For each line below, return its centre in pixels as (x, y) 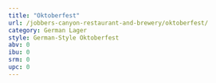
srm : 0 (19, 60)
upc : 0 (19, 67)
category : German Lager (48, 30)
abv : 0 (19, 45)
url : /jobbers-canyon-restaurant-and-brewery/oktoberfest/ (108, 23)
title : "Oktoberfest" (44, 15)
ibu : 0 (19, 52)
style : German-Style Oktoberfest (64, 38)
